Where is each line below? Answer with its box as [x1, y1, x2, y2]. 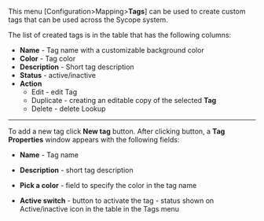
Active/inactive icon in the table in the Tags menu [19, 204, 179, 213]
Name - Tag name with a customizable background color [19, 46, 204, 54]
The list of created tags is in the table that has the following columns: [8, 31, 232, 39]
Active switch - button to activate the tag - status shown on [19, 196, 214, 205]
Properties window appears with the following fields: [8, 135, 180, 144]
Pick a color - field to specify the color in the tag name [19, 181, 197, 190]
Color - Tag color [19, 54, 76, 63]
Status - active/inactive [19, 71, 97, 79]
